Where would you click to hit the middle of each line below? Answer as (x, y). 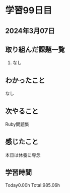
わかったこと (25, 80)
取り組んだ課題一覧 (35, 50)
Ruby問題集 (17, 124)
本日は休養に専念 (23, 155)
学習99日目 (29, 10)
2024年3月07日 (30, 31)
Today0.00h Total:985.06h (33, 185)
